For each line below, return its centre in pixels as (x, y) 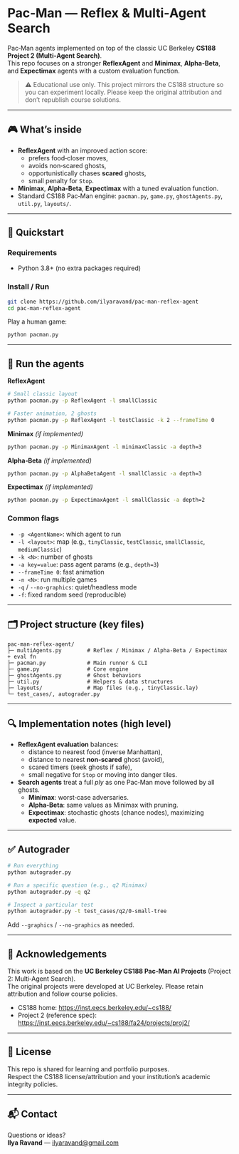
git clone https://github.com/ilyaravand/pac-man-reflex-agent (103, 302)
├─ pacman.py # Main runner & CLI (78, 663)
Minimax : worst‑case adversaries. (79, 798)
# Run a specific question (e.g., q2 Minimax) (78, 885)
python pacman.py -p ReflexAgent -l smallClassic (83, 401)
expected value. (52, 820)
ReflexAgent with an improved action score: (83, 150)
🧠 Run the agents (46, 364)
